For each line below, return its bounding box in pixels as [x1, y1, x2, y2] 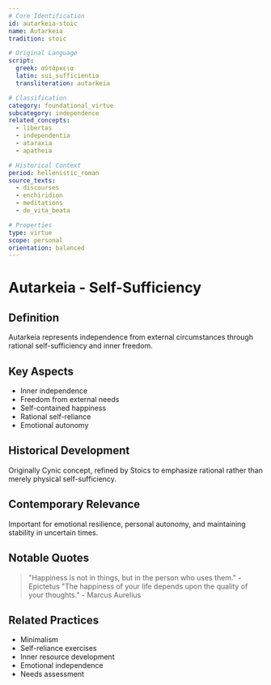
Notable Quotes [8, 551, 90, 565]
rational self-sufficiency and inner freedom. [8, 341, 154, 351]
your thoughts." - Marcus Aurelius [28, 589, 142, 600]
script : [8, 57, 35, 65]
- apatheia [15, 147, 53, 155]
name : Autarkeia [8, 27, 63, 35]
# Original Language [8, 49, 78, 58]
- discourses [15, 184, 60, 192]
